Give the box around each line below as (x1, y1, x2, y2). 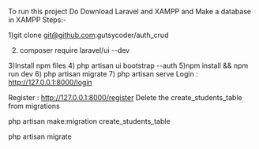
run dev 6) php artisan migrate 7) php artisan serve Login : (8, 69, 199, 78)
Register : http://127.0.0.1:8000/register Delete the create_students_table (8, 93, 242, 102)
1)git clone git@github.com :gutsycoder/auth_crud (8, 31, 169, 39)
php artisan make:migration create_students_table (8, 117, 171, 125)
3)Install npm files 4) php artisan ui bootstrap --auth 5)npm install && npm (8, 61, 249, 70)
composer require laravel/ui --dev (19, 46, 130, 54)
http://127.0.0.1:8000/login (8, 78, 92, 87)
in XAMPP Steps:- (8, 15, 67, 24)
